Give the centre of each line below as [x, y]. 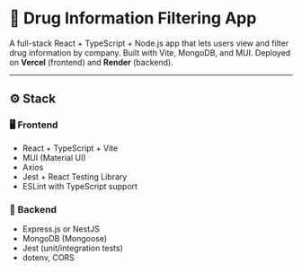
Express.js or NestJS [61, 229]
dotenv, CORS [48, 257]
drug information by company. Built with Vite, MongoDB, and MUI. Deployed [150, 52]
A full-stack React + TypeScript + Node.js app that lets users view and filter [149, 43]
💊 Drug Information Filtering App [133, 18]
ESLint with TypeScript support [80, 186]
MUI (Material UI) [54, 157]
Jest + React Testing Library [75, 176]
